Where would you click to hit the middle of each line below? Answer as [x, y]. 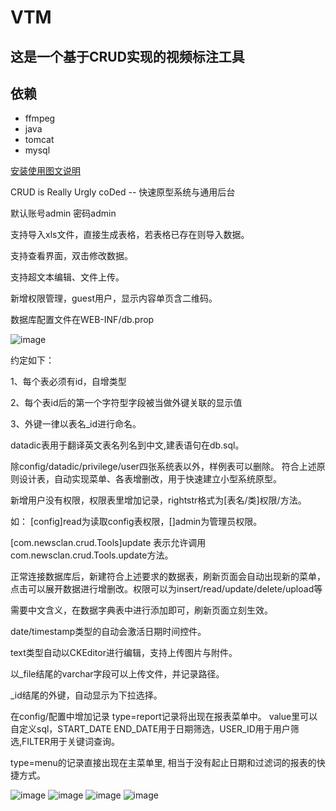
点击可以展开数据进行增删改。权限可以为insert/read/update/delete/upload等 [166, 589]
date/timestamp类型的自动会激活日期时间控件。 [108, 632]
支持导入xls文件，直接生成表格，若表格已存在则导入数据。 [130, 235]
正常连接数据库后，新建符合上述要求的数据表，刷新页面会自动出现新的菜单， [168, 577]
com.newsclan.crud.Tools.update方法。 [92, 555]
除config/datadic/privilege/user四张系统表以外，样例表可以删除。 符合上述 [163, 467]
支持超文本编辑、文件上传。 [67, 277]
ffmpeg [40, 118]
